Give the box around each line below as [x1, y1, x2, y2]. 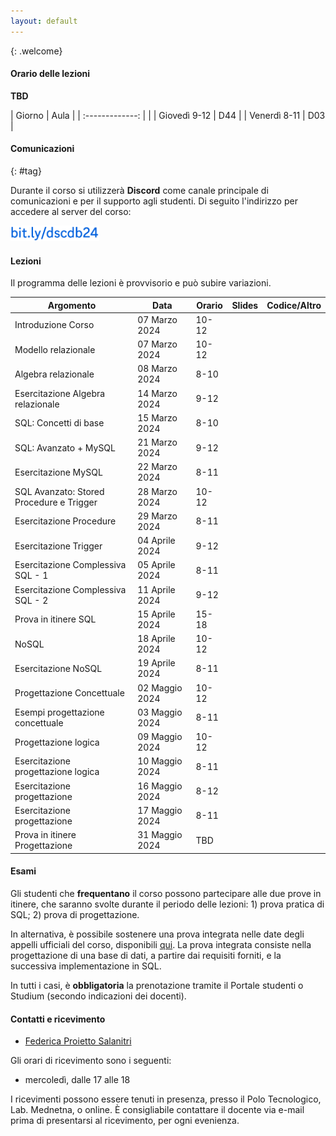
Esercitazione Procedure [14, 515, 117, 527]
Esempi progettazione [14, 706, 105, 718]
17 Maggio [137, 804, 183, 816]
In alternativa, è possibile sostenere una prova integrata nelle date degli [10, 928, 305, 940]
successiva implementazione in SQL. [10, 960, 162, 972]
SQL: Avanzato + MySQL [14, 441, 116, 454]
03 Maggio [137, 706, 183, 718]
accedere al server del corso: [10, 206, 132, 218]
